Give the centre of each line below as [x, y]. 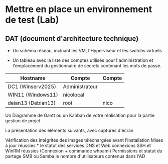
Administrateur [80, 87]
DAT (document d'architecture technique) [72, 38]
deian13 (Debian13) [32, 103]
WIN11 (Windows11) [33, 95]
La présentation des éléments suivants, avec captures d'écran [69, 130]
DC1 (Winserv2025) [32, 87]
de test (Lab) [32, 20]
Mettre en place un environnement [78, 9]
